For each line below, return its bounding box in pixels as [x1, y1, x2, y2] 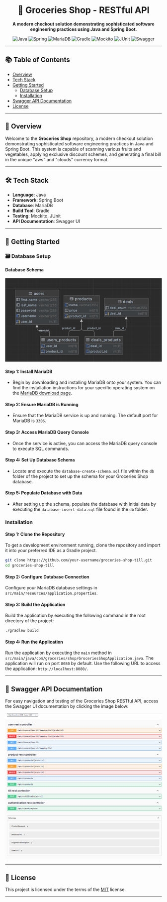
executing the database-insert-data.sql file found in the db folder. [12, 506, 148, 512]
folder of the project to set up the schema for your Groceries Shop [12, 473, 148, 479]
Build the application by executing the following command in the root [5, 612, 146, 619]
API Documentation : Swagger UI [12, 219, 81, 225]
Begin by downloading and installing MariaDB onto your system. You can [12, 379, 162, 385]
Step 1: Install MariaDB [5, 368, 53, 374]
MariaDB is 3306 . [12, 418, 46, 424]
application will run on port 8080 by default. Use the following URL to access [5, 661, 161, 667]
